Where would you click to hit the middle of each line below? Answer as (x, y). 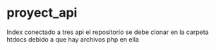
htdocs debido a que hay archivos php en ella (73, 39)
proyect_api (42, 13)
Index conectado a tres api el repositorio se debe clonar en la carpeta (108, 32)
